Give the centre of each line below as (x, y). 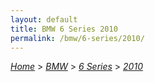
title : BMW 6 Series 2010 (64, 29)
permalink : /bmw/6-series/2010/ (77, 38)
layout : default (44, 19)
